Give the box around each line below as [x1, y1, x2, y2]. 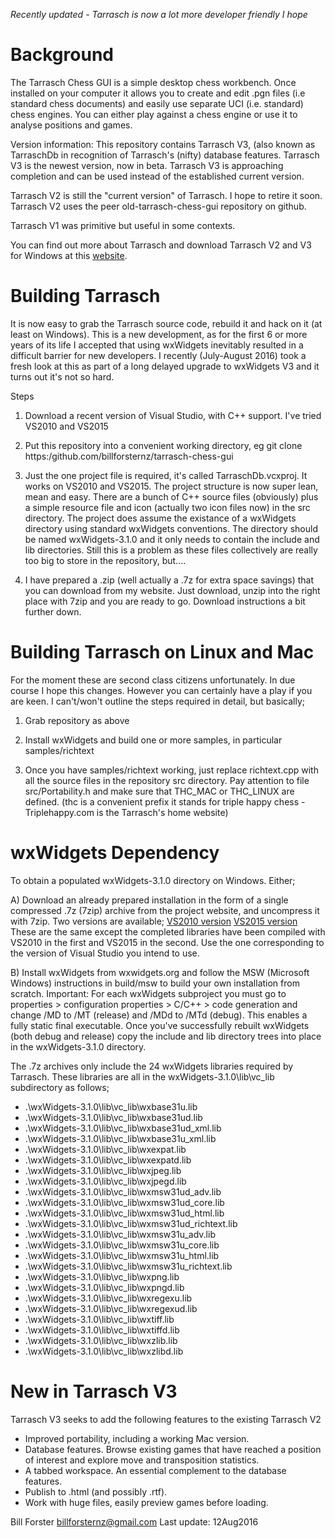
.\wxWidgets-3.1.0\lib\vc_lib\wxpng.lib [24, 1270, 180, 1283]
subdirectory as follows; [10, 1081, 110, 1093]
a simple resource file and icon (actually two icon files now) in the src [24, 501, 311, 513]
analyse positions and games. [10, 119, 133, 131]
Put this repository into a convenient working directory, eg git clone [24, 439, 303, 451]
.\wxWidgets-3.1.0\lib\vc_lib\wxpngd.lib [24, 1281, 185, 1293]
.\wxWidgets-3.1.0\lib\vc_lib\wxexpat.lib [24, 1143, 187, 1155]
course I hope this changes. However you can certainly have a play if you [10, 684, 313, 696]
